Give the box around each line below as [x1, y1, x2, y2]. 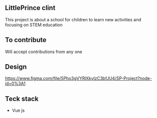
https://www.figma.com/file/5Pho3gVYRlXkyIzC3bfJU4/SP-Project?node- [5, 75, 152, 81]
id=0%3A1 [5, 81, 26, 87]
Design [5, 63, 27, 71]
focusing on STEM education [5, 22, 63, 28]
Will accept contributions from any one [5, 48, 83, 55]
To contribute [5, 36, 47, 44]
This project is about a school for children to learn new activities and [5, 16, 142, 22]
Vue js [12, 107, 25, 113]
